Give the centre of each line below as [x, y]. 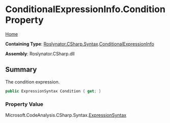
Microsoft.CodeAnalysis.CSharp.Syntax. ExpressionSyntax [66, 115]
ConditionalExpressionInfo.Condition [85, 9]
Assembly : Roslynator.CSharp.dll [40, 54]
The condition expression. [33, 81]
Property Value [24, 104]
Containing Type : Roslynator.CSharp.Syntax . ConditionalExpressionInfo [80, 44]
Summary [21, 70]
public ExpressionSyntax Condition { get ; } [53, 91]
